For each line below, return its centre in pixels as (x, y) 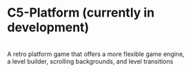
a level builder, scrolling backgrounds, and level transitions (90, 61)
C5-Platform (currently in (81, 13)
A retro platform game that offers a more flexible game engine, (96, 54)
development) (48, 27)
